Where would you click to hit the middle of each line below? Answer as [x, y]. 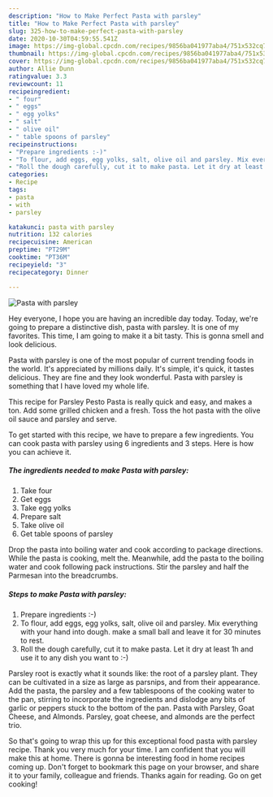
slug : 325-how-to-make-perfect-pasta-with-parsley [96, 31]
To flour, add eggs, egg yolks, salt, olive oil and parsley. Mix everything [139, 623]
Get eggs [35, 500]
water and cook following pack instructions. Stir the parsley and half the [129, 567]
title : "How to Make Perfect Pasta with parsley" [94, 24]
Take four [36, 491]
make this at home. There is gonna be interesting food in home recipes [127, 758]
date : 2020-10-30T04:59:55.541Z [63, 39]
